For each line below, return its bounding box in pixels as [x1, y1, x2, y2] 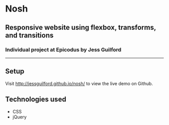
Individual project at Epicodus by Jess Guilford [5, 46, 122, 53]
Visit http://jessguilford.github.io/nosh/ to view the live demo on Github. [5, 80, 153, 86]
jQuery [12, 114, 27, 120]
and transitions [5, 31, 54, 39]
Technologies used [5, 95, 66, 104]
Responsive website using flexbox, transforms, [5, 23, 156, 32]
